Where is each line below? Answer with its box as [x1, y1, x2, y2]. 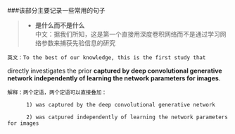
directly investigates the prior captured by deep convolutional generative [7, 66, 223, 75]
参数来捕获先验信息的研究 [41, 39, 116, 47]
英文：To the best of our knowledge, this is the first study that [7, 54, 206, 61]
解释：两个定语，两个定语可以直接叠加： [7, 89, 107, 96]
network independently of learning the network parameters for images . [7, 74, 221, 83]
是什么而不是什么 [34, 21, 85, 30]
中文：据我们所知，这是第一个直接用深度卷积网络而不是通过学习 [34, 30, 220, 38]
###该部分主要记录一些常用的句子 [7, 6, 106, 14]
